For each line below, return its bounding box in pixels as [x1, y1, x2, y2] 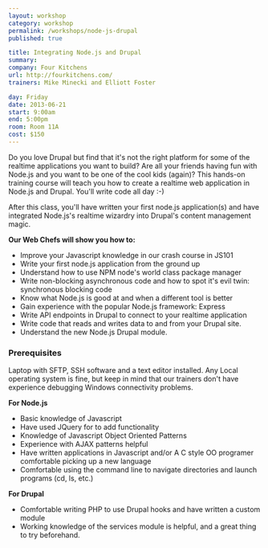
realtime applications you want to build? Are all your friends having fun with [8, 161, 258, 170]
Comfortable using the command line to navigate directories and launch [19, 465, 258, 475]
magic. [8, 219, 31, 229]
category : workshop [8, 19, 74, 27]
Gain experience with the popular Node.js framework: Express [19, 301, 226, 311]
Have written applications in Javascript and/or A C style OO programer [19, 448, 254, 458]
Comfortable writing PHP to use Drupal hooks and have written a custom [19, 505, 261, 514]
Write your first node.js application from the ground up [19, 259, 201, 268]
